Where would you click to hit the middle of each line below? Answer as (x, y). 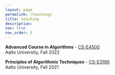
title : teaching (22, 19)
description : (19, 24)
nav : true (16, 28)
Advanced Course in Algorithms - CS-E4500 (52, 47)
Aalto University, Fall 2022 (32, 52)
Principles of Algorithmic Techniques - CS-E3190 (57, 62)
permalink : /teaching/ (29, 14)
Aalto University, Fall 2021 (32, 67)
